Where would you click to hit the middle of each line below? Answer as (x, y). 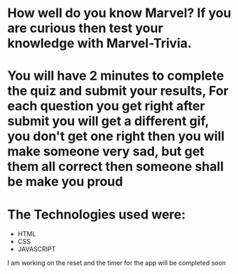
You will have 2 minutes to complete (116, 76)
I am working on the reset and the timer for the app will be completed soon (117, 263)
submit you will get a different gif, (108, 121)
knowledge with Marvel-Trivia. (99, 43)
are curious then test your (85, 28)
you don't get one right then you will (116, 136)
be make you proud (65, 182)
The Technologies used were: (97, 214)
